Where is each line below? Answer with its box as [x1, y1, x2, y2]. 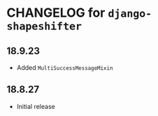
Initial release [16, 102, 55, 110]
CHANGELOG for [6, 5, 106, 21]
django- [107, 7, 152, 20]
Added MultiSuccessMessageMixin [16, 64, 113, 71]
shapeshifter [6, 20, 82, 33]
